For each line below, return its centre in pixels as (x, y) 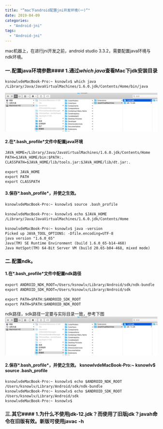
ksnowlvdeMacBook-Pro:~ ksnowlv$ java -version (54, 229)
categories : (17, 20)
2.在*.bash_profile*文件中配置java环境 (44, 141)
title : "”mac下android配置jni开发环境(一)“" (48, 10)
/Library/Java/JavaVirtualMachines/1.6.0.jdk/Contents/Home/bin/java (77, 87)
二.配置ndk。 (20, 261)
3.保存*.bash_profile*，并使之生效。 (42, 193)
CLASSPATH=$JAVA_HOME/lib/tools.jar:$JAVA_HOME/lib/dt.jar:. (68, 163)
